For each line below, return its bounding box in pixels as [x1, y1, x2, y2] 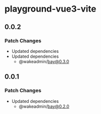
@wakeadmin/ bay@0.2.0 [18, 103, 69, 109]
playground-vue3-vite [4, 3, 97, 15]
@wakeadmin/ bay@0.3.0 [18, 58, 69, 64]
